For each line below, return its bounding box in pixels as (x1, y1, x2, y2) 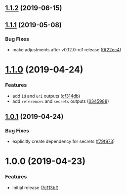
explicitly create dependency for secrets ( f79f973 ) (12, 138, 115, 145)
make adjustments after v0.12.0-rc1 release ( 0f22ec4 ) (12, 47, 122, 53)
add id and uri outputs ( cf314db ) (12, 93, 81, 99)
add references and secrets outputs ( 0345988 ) (12, 98, 109, 104)
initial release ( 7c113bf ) (12, 185, 59, 191)
